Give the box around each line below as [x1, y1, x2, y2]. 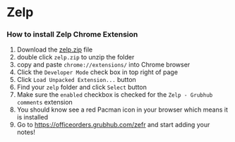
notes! [16, 128, 36, 136]
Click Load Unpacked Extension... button [16, 76, 137, 84]
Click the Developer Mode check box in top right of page [16, 68, 178, 76]
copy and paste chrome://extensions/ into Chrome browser [16, 61, 191, 69]
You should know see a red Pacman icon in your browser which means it [16, 105, 229, 114]
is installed [16, 113, 49, 122]
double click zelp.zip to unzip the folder [16, 53, 135, 61]
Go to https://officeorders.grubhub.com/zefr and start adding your [16, 121, 210, 129]
